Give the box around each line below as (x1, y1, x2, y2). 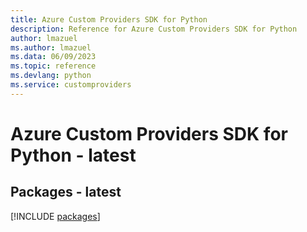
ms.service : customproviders (10, 80, 132, 90)
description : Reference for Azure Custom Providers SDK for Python (10, 24, 298, 34)
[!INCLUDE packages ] (10, 210, 101, 222)
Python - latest (10, 144, 137, 166)
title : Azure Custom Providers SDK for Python (10, 14, 208, 25)
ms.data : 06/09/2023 (10, 52, 97, 62)
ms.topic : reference (10, 61, 97, 71)
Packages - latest (10, 184, 122, 201)
